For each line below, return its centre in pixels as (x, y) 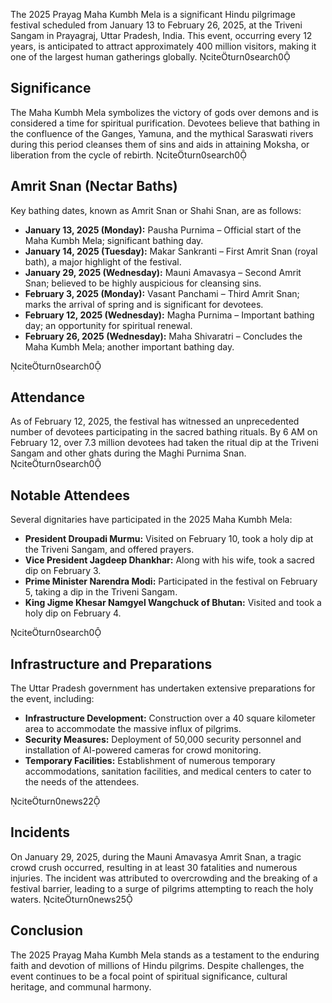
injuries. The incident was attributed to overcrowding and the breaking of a (164, 878)
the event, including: (52, 699)
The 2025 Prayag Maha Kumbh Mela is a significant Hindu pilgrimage (153, 14)
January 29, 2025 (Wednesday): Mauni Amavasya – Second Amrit (163, 272)
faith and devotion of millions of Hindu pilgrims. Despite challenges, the (157, 965)
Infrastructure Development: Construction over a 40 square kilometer (170, 718)
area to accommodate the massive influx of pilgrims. (133, 729)
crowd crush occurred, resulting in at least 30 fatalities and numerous (154, 867)
